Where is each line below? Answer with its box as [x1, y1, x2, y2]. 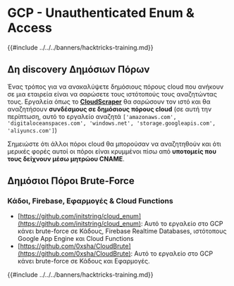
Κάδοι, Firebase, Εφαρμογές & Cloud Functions [7, 196, 174, 206]
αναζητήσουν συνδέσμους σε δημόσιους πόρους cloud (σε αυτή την [7, 104, 212, 113]
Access [7, 20, 53, 36]
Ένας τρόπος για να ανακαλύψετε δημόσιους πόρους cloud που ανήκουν [7, 82, 224, 91]
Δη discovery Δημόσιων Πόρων [7, 63, 150, 75]
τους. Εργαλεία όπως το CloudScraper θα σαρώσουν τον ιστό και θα [7, 97, 211, 106]
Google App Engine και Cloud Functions [17, 235, 134, 243]
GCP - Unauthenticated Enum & [7, 5, 195, 21]
